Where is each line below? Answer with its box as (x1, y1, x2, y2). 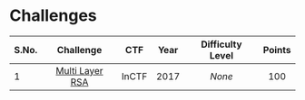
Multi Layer (55, 64, 103, 77)
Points (262, 43, 291, 56)
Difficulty (201, 38, 242, 50)
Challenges (9, 5, 97, 26)
